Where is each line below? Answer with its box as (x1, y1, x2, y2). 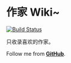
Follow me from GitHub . (6, 50, 66, 57)
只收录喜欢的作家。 (6, 38, 54, 45)
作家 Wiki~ (6, 5, 60, 19)
